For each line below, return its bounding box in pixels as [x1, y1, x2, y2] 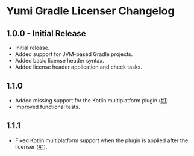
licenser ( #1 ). [14, 143, 48, 150]
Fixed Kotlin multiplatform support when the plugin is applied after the [14, 137, 189, 144]
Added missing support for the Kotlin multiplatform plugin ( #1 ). [14, 96, 170, 104]
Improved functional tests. [14, 103, 80, 110]
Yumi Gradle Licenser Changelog [6, 4, 175, 18]
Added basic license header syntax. [14, 57, 104, 64]
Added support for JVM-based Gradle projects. [14, 51, 133, 58]
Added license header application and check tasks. [14, 63, 143, 70]
